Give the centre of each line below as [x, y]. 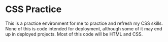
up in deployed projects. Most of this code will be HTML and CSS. [74, 34]
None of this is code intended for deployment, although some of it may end [84, 28]
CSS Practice [33, 9]
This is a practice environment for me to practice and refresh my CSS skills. [84, 23]
